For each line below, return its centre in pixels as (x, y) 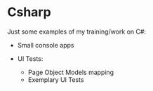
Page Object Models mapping (71, 72)
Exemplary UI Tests (56, 79)
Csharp (29, 12)
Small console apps (46, 45)
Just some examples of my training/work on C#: (76, 31)
